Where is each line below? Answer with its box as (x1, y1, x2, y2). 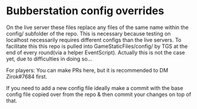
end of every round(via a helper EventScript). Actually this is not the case (6, 49, 185, 56)
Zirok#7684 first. (6, 73, 47, 80)
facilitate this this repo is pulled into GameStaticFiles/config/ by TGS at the (6, 43, 188, 50)
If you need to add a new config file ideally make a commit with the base (6, 84, 183, 91)
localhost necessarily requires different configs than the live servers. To (6, 36, 182, 43)
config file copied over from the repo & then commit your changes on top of (6, 91, 192, 98)
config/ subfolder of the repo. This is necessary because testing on (6, 30, 171, 37)
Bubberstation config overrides (6, 4, 164, 18)
